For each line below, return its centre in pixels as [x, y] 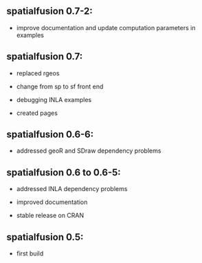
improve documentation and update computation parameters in [106, 27]
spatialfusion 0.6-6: [50, 135]
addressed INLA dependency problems [72, 189]
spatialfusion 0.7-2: [50, 11]
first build [30, 253]
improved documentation [52, 202]
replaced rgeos [38, 73]
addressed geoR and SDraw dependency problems [89, 151]
